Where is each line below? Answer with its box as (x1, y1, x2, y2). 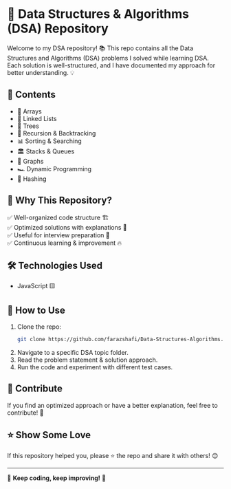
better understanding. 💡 (7, 68, 75, 76)
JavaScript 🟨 (16, 282, 56, 290)
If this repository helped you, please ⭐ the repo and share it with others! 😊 (7, 451, 219, 459)
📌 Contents (7, 89, 56, 100)
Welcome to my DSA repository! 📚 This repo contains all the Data (7, 44, 194, 52)
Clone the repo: (16, 323, 62, 331)
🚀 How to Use (7, 304, 65, 316)
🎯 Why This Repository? (7, 195, 112, 206)
